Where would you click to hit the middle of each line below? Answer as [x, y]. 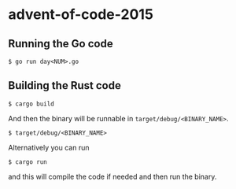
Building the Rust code [65, 85]
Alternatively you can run [49, 147]
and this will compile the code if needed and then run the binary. [112, 176]
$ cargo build [31, 104]
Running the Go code [61, 44]
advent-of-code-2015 [81, 15]
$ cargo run [28, 162]
